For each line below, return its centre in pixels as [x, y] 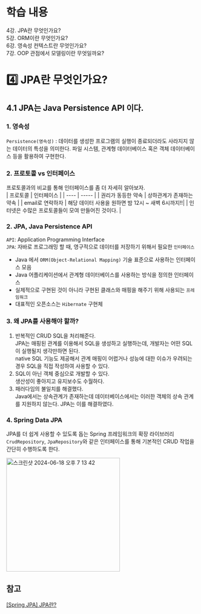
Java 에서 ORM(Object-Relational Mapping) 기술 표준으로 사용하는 [95, 260]
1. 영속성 [18, 127]
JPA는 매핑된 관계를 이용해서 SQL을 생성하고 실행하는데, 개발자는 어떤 [98, 343]
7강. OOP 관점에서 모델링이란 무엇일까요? [55, 53]
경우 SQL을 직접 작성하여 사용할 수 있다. [62, 366]
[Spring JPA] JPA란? [31, 604]
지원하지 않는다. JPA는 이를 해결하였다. [68, 404]
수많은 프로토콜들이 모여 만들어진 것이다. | [71, 210]
